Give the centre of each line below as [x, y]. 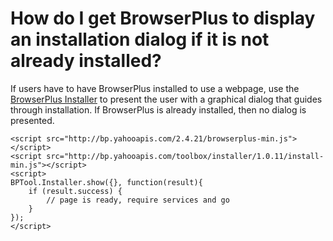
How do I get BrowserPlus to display [163, 18]
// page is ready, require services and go [138, 200]
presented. [32, 120]
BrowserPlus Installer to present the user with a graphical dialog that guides [166, 99]
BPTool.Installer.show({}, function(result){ [106, 182]
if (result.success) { [75, 191]
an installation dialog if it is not [140, 39]
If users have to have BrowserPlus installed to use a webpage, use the [155, 88]
